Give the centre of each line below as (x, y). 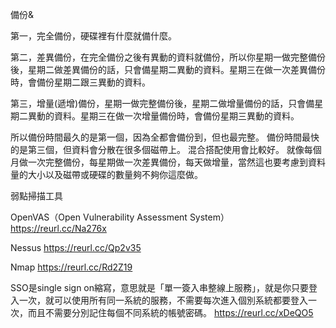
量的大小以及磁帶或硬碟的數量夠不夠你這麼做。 (106, 174)
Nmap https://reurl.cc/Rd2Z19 (71, 267)
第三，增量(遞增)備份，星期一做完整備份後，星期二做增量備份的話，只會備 (162, 103)
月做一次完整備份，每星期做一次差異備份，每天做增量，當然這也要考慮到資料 (168, 162)
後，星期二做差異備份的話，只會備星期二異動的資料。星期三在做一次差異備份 (168, 69)
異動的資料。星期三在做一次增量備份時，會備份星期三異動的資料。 (163, 116)
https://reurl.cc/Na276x (58, 228)
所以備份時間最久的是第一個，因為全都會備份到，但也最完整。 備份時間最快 (165, 137)
